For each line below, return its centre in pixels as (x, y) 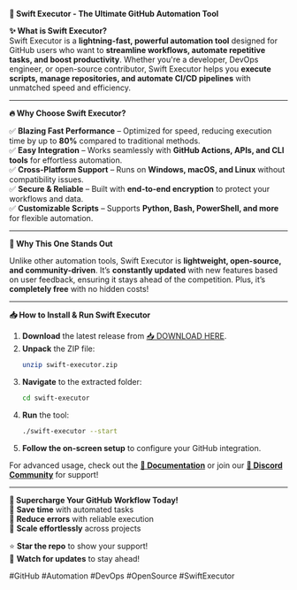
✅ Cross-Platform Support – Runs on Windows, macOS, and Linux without (147, 169)
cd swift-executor (56, 398)
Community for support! (54, 474)
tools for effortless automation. (66, 160)
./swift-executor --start (69, 431)
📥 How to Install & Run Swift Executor (80, 315)
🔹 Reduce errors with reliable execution (82, 518)
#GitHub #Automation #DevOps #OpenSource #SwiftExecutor (122, 576)
